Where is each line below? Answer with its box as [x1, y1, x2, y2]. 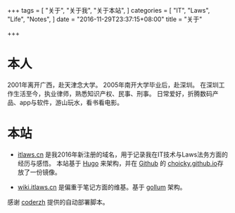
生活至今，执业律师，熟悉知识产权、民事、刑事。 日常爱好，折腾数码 [13, 89, 212, 97]
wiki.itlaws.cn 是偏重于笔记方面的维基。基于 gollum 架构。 [17, 183, 186, 191]
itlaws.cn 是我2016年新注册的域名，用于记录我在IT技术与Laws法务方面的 [17, 150, 229, 159]
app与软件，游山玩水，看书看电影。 [19, 98, 124, 107]
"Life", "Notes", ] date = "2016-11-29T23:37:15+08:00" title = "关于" [7, 15, 203, 23]
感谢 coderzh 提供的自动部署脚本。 [7, 197, 109, 206]
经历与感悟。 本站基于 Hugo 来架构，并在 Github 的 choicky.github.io [17, 159, 218, 167]
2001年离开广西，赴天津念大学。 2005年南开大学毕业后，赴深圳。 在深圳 [7, 80, 220, 89]
